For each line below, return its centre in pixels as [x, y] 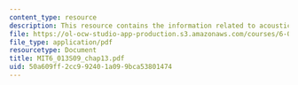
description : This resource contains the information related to [132, 26]
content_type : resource [53, 17]
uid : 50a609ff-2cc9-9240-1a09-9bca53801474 [91, 67]
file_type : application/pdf [61, 42]
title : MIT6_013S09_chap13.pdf [67, 58]
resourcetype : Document [53, 50]
